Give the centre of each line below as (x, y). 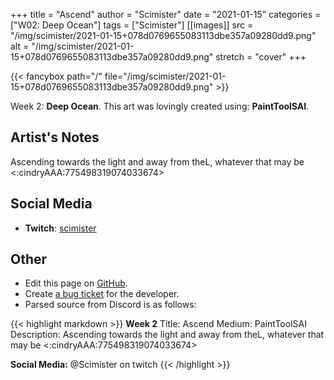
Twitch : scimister (60, 228)
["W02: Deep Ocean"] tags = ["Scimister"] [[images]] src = (132, 25)
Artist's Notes (55, 137)
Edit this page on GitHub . (76, 283)
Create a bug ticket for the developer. (102, 294)
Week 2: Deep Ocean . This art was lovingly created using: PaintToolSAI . (160, 106)
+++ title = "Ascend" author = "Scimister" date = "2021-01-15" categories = (166, 14)
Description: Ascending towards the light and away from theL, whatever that (167, 335)
